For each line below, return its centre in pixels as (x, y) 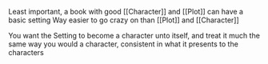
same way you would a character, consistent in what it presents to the (123, 44)
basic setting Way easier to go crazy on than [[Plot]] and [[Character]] (124, 20)
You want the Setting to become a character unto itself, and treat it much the (134, 36)
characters (26, 52)
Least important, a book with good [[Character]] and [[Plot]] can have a (126, 12)
